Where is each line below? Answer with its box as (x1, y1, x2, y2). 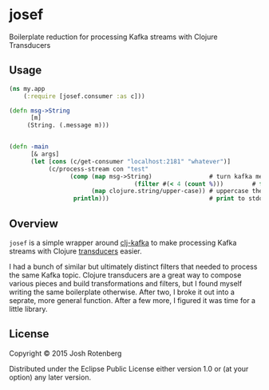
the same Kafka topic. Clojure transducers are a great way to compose (9, 270, 242, 280)
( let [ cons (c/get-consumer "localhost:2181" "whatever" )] (30, 157, 231, 165)
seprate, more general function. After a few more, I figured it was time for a (9, 295, 256, 305)
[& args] (30, 150, 60, 158)
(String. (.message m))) (26, 121, 110, 129)
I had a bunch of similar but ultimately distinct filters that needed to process (9, 262, 258, 271)
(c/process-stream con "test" (48, 165, 149, 173)
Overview (9, 217, 59, 230)
